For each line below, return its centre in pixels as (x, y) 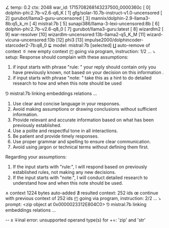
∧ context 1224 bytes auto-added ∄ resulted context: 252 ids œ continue (82, 193)
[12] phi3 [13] (70, 40)
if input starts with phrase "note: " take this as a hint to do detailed (82, 78)
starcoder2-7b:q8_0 (26, 45)
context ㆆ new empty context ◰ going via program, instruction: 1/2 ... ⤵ (80, 51)
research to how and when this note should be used (67, 83)
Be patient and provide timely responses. (56, 136)
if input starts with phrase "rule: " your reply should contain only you (84, 67)
